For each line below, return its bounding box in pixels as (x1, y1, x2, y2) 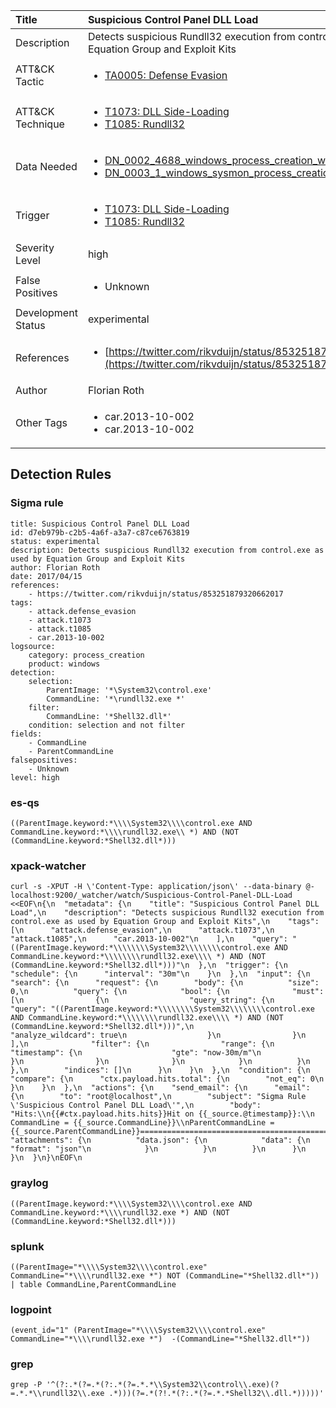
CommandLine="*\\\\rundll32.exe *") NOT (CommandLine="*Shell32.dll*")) (10, 1270, 320, 1281)
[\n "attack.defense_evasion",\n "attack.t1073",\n (10, 925, 275, 936)
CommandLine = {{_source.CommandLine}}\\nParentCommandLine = (10, 1118, 275, 1128)
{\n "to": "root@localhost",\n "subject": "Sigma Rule (10, 1092, 307, 1102)
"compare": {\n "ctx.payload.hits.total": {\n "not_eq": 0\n (10, 1074, 325, 1084)
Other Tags (15, 416, 68, 429)
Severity (15, 241, 55, 254)
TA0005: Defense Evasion (104, 69, 228, 82)
